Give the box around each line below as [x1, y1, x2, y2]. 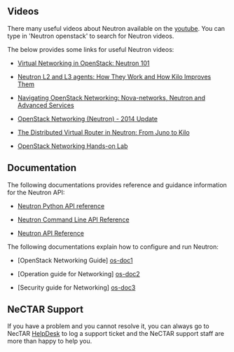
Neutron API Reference [17, 229, 84, 237]
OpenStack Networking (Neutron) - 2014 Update [17, 114, 158, 123]
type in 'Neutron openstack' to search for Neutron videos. [7, 32, 174, 40]
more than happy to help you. [7, 337, 92, 346]
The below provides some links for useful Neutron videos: [7, 45, 174, 53]
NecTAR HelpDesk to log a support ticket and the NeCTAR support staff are [7, 330, 224, 338]
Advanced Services [17, 101, 75, 109]
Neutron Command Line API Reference [17, 215, 130, 224]
